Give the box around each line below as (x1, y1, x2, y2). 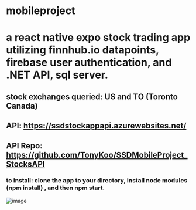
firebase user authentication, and (6, 56, 172, 69)
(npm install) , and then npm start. (6, 184, 105, 192)
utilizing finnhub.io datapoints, (6, 43, 159, 57)
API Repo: (6, 141, 43, 151)
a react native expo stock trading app (6, 31, 191, 45)
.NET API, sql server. (6, 69, 108, 82)
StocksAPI (6, 159, 45, 169)
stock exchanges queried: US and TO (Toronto (6, 92, 178, 101)
